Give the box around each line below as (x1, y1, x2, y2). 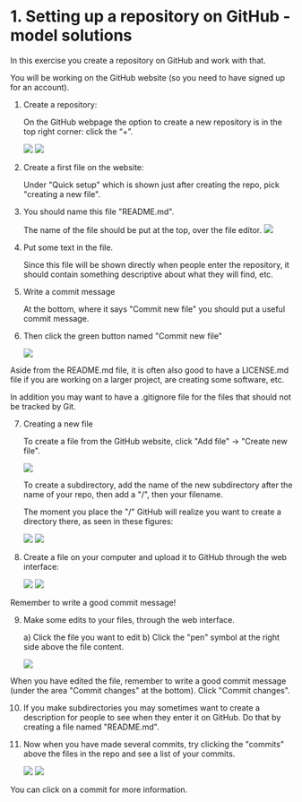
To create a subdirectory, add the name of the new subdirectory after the (22, 479, 293, 490)
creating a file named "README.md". (22, 721, 160, 732)
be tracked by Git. (10, 401, 76, 411)
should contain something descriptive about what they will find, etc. (22, 269, 274, 280)
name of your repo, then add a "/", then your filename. (22, 488, 223, 499)
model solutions (10, 25, 133, 46)
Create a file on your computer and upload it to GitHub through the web (22, 551, 288, 562)
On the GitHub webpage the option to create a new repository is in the (22, 116, 283, 127)
